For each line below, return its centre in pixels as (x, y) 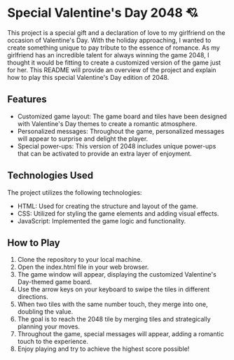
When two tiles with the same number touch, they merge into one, (112, 304)
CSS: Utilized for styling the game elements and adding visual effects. (118, 213)
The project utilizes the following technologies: (75, 192)
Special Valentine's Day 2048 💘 (103, 13)
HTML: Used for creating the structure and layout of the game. (108, 206)
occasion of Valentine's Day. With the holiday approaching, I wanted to (109, 40)
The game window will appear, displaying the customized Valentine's (117, 275)
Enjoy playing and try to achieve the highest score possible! (103, 349)
